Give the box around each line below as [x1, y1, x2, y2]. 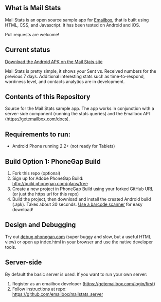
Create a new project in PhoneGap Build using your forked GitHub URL [12, 186, 154, 192]
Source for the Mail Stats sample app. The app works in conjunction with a [5, 106, 154, 111]
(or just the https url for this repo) [12, 191, 79, 197]
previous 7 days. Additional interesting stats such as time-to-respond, [5, 73, 145, 79]
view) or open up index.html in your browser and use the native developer [5, 239, 153, 245]
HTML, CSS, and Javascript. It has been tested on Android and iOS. [5, 22, 140, 28]
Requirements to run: [5, 130, 71, 138]
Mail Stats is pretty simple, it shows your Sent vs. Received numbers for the [5, 68, 157, 74]
